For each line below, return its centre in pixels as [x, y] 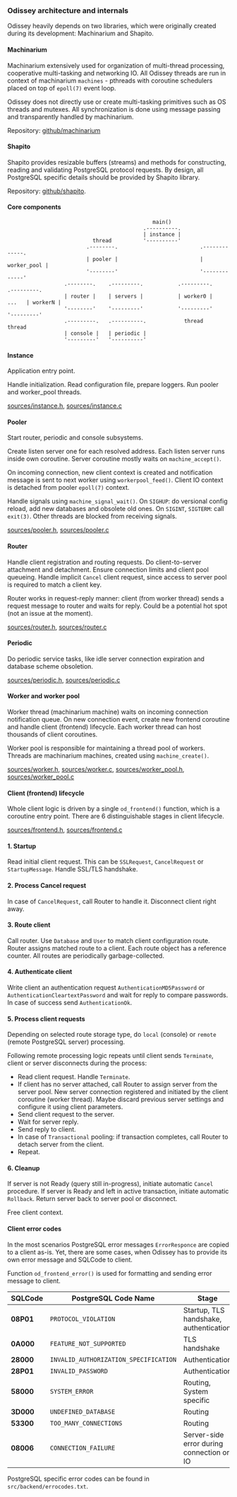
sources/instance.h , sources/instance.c [65, 406]
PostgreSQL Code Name [113, 1298]
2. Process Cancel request [47, 885]
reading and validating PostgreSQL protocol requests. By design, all [105, 170]
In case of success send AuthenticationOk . [70, 1002]
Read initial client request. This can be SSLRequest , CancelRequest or [105, 862]
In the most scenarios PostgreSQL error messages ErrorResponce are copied [118, 1244]
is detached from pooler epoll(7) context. [68, 488]
